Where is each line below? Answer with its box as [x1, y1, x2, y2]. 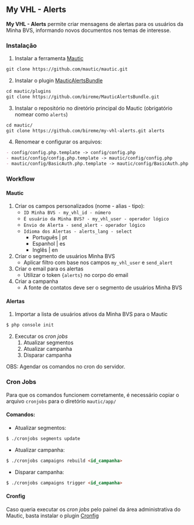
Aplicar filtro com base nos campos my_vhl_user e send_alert [23, 259, 173, 266]
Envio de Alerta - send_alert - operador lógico [23, 223, 146, 229]
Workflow [6, 175, 35, 183]
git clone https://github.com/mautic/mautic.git [6, 66, 128, 73]
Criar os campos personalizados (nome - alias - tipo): [14, 203, 145, 210]
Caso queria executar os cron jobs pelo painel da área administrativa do [6, 506, 181, 513]
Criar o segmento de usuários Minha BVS [14, 253, 116, 260]
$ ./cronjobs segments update [6, 435, 81, 442]
